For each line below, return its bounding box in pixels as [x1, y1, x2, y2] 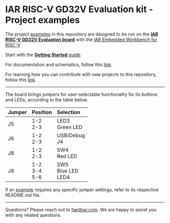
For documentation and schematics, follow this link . [5, 61, 113, 67]
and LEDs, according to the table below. [5, 96, 89, 102]
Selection [57, 108, 80, 116]
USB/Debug [57, 132, 85, 139]
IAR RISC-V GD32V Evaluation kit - [5, 4, 153, 15]
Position [32, 108, 52, 116]
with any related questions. [5, 212, 62, 218]
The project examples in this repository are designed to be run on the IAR [5, 31, 158, 37]
